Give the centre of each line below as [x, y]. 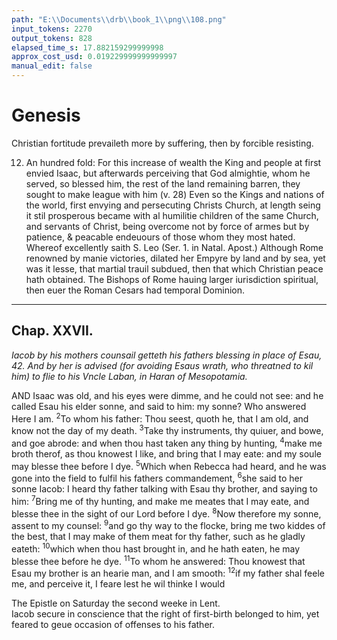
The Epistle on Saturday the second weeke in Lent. [116, 603]
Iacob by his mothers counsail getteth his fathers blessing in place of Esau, [167, 355]
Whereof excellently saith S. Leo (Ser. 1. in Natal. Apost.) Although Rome [174, 247]
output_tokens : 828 [52, 38]
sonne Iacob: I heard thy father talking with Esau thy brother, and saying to [164, 489]
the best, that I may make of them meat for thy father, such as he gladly [158, 536]
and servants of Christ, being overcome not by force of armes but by [167, 226]
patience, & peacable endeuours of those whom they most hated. [160, 237]
